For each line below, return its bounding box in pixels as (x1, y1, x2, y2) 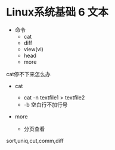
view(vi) (23, 45, 43, 52)
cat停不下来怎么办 (6, 70, 51, 77)
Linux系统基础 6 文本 (6, 5, 108, 19)
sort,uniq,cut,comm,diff (6, 137, 64, 144)
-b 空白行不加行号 (23, 101, 68, 108)
